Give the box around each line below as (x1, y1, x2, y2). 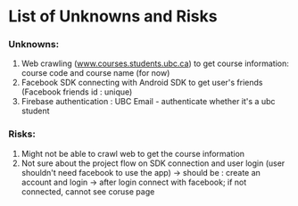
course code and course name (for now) (21, 68, 170, 78)
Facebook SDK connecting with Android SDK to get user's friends (21, 78, 263, 88)
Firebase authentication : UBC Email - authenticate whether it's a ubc (21, 96, 276, 107)
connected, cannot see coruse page (21, 185, 155, 197)
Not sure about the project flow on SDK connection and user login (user (21, 158, 286, 169)
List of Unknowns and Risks (8, 6, 218, 27)
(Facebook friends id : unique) (21, 87, 133, 97)
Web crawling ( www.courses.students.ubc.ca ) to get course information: (21, 58, 289, 69)
